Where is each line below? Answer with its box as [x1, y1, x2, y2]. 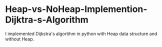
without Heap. [5, 36, 34, 42]
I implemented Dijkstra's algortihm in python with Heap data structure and [5, 30, 157, 36]
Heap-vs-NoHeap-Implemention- [5, 3, 147, 15]
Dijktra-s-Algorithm [5, 14, 88, 25]
